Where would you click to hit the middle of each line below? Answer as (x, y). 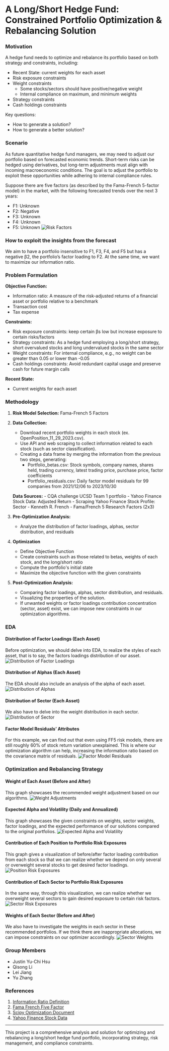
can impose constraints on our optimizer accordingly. (60, 937)
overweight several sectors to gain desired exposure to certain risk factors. (83, 898)
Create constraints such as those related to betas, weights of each (89, 556)
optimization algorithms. (45, 614)
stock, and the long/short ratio (51, 562)
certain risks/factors (33, 337)
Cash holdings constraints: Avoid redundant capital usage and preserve (87, 364)
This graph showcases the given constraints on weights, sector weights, (80, 821)
